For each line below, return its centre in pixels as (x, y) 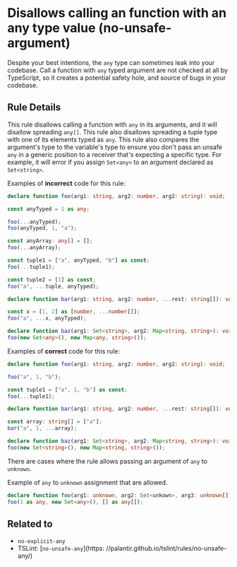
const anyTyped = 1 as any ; (49, 209)
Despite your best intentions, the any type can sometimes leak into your (111, 62)
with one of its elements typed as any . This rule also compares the (103, 139)
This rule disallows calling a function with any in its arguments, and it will (112, 124)
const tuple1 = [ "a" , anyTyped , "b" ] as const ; (79, 260)
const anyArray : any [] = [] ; (50, 241)
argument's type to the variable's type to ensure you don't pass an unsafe (115, 147)
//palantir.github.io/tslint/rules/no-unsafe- (166, 549)
